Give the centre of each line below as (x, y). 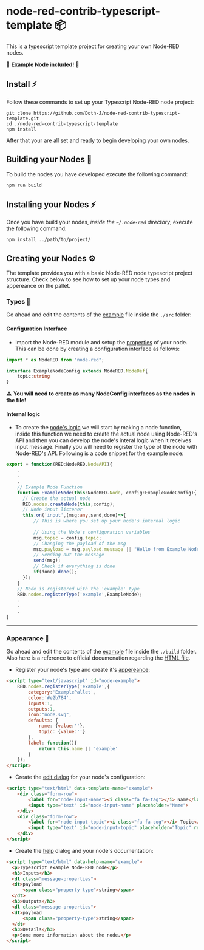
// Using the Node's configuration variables (92, 532)
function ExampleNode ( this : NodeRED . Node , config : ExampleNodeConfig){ (107, 493)
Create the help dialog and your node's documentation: (84, 850)
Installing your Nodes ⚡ (51, 204)
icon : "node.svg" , (50, 715)
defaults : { (43, 720)
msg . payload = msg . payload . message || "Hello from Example (110, 549)
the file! (16, 400)
